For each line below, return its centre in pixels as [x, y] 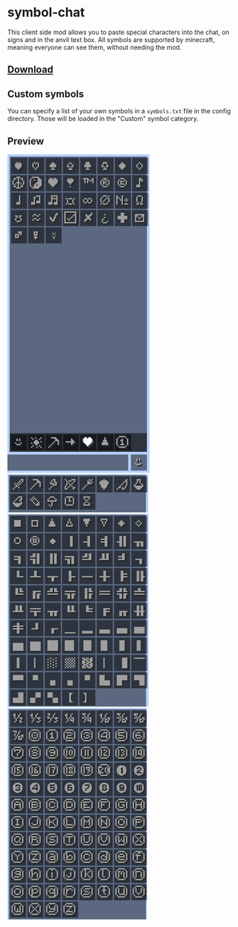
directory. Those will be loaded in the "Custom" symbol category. [103, 119]
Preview [26, 141]
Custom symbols [46, 94]
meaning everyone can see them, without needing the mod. [94, 47]
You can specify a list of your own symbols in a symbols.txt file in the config [119, 111]
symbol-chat [46, 12]
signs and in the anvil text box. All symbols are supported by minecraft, [111, 39]
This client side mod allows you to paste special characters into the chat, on [118, 32]
